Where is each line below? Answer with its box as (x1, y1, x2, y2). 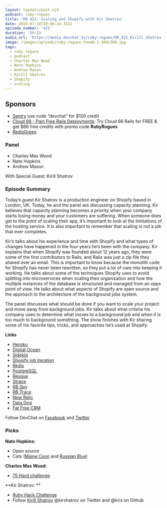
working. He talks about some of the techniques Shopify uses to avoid (5, 270, 150, 276)
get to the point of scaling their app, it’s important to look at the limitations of (5, 218, 162, 224)
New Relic (12, 394, 33, 400)
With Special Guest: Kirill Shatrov (5, 173, 73, 179)
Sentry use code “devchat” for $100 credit (12, 113, 99, 119)
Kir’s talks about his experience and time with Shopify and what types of (5, 238, 154, 244)
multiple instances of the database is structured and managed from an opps (5, 281, 161, 287)
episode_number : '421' (5, 26, 52, 31)
